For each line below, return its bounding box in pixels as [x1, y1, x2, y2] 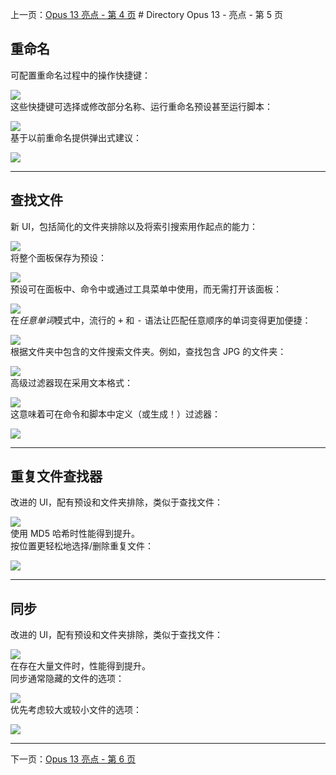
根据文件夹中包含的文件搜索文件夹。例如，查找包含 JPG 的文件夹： [10, 345, 287, 357]
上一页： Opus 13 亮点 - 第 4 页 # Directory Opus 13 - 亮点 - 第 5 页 [10, 9, 284, 20]
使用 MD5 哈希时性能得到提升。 [10, 528, 140, 540]
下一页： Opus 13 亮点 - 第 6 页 [10, 753, 137, 765]
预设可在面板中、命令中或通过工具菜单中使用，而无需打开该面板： [10, 283, 282, 295]
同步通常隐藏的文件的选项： [10, 673, 125, 685]
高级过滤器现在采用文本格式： [10, 376, 133, 388]
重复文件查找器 [10, 468, 103, 485]
